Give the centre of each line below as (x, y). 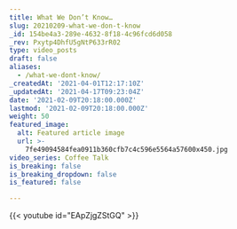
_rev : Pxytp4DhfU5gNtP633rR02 (65, 42)
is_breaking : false (45, 166)
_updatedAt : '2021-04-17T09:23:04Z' (77, 91)
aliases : (25, 67)
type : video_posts (43, 51)
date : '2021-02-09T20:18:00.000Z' (73, 100)
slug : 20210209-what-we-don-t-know (75, 26)
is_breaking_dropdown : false (63, 174)
